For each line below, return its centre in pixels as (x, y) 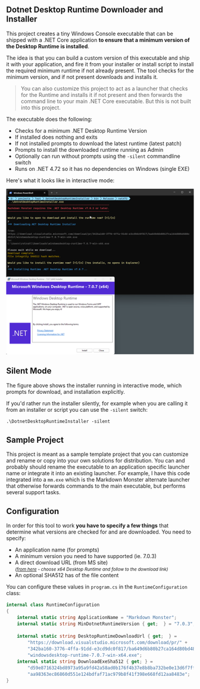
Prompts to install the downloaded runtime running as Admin (89, 149)
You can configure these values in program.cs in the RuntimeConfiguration (97, 587)
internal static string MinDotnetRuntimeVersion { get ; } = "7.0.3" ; (106, 624)
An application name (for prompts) (57, 550)
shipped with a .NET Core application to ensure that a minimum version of (98, 40)
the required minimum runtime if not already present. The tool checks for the (100, 71)
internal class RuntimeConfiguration (53, 605)
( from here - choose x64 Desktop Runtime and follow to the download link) (91, 569)
